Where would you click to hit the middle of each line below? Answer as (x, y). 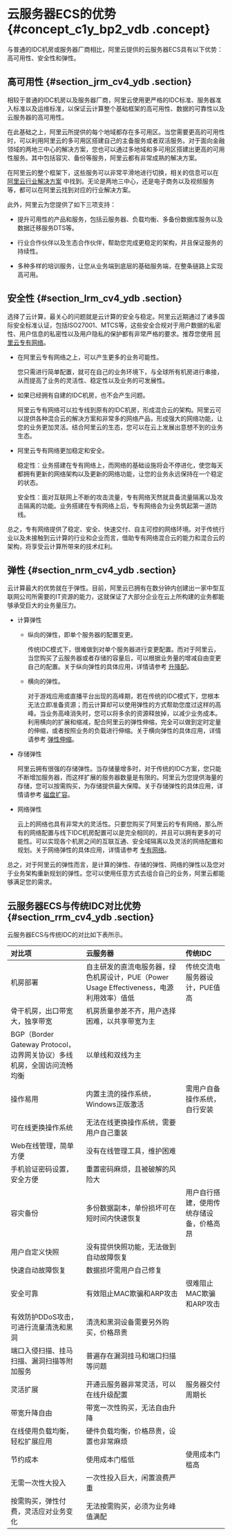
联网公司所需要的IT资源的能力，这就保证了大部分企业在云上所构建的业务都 (113, 597)
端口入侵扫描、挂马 (42, 1351)
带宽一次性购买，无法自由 (127, 1408)
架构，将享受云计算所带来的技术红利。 (61, 546)
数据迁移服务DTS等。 (47, 228)
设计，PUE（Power (138, 977)
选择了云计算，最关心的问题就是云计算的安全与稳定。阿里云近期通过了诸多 (113, 316)
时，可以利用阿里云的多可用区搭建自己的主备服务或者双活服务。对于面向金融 (116, 140)
